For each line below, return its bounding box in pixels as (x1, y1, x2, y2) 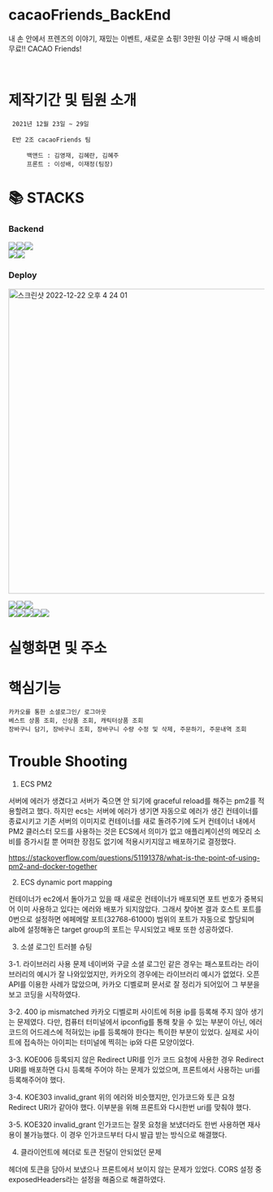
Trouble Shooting (8, 752, 128, 770)
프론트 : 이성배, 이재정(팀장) (26, 160, 114, 168)
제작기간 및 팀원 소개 (8, 91, 136, 110)
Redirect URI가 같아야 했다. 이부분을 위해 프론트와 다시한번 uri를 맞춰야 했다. (8, 1102, 252, 1112)
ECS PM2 (19, 779, 53, 789)
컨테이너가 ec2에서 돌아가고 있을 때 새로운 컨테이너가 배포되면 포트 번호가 (8, 894, 242, 903)
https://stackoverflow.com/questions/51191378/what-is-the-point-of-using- (8, 852, 261, 863)
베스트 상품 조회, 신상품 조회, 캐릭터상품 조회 (8, 716, 144, 724)
